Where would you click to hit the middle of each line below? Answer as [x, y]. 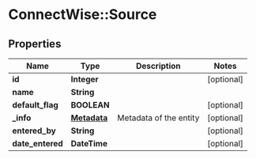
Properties [35, 44]
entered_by [34, 131]
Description [158, 66]
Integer [85, 79]
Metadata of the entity [158, 118]
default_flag [36, 105]
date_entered [38, 144]
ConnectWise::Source [83, 15]
